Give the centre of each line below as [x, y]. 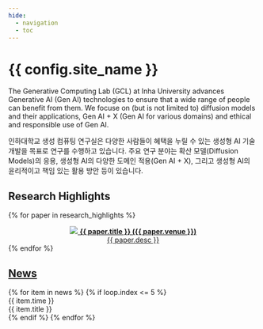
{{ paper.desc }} [133, 240]
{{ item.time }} [31, 301]
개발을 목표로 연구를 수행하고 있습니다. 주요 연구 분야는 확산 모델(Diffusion [124, 151]
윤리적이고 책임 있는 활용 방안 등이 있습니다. [76, 171]
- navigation [37, 23]
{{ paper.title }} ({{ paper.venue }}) [138, 232]
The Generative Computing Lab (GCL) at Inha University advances [116, 91]
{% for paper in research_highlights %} [72, 215]
